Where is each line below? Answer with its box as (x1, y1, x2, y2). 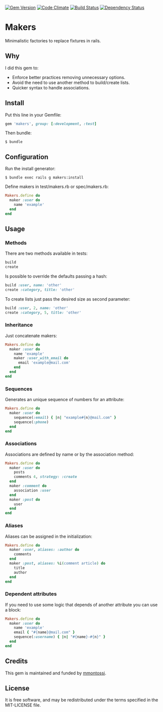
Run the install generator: (5, 166, 56, 172)
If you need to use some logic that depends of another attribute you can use (5, 602, 158, 608)
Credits (5, 657, 28, 666)
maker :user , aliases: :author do (9, 547, 79, 552)
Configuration (5, 153, 49, 161)
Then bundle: (5, 130, 32, 136)
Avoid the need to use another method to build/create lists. (12, 80, 130, 85)
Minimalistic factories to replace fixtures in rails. (5, 38, 101, 43)
